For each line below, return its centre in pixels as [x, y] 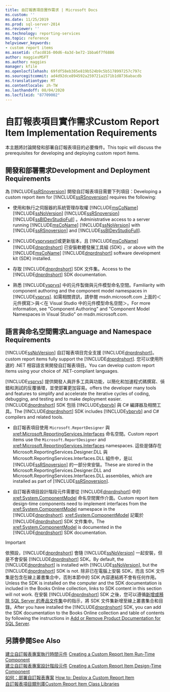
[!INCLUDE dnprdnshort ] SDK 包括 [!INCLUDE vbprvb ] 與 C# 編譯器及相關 [81, 405]
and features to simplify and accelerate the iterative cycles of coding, [78, 393]
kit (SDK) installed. [32, 258]
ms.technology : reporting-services [43, 34]
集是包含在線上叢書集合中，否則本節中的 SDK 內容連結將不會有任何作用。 [82, 577]
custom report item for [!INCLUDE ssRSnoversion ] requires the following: [81, 197]
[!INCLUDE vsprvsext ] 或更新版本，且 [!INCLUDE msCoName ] [75, 241]
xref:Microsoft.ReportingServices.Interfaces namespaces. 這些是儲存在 [87, 445]
